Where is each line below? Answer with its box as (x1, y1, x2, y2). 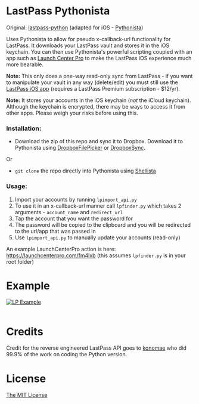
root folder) (6, 258, 35, 265)
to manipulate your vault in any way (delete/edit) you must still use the (6, 79, 179, 86)
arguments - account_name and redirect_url (14, 208, 123, 215)
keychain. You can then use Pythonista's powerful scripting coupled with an (6, 48, 192, 55)
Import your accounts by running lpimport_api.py (14, 196, 137, 203)
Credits (6, 325, 43, 338)
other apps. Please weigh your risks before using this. (6, 109, 138, 116)
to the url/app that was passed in (14, 227, 97, 235)
